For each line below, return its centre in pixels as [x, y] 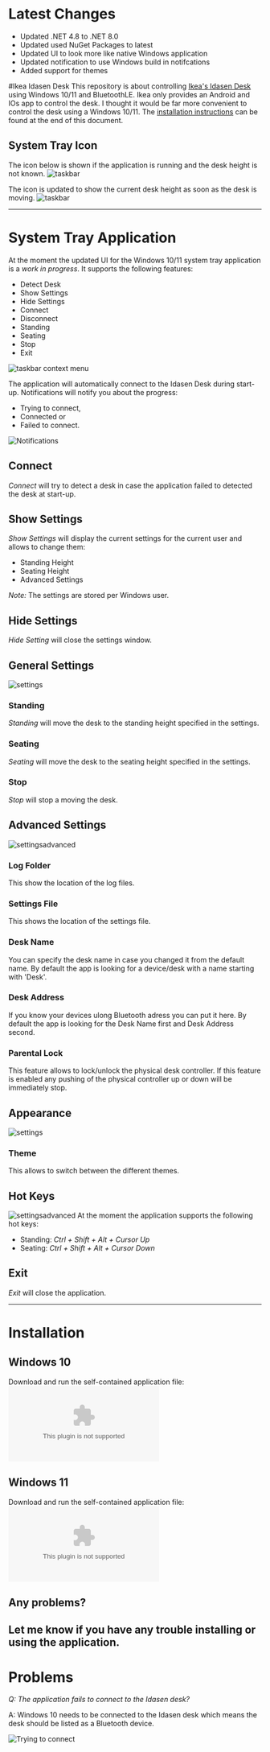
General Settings [51, 665]
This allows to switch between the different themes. [94, 1171]
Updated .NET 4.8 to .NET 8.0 [69, 36]
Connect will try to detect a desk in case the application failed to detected [131, 485]
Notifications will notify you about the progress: [99, 392]
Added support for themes [64, 70]
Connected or [43, 416]
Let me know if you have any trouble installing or [132, 1630]
